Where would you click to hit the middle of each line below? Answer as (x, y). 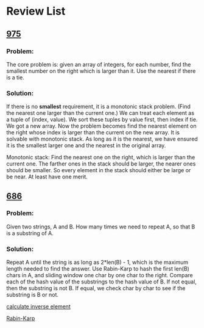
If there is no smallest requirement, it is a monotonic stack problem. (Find (98, 107)
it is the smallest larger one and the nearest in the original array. (86, 145)
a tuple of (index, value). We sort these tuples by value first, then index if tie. (102, 120)
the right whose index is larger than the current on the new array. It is (93, 133)
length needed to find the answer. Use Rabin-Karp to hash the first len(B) (98, 269)
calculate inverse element (39, 307)
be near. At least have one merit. (47, 177)
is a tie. (15, 77)
